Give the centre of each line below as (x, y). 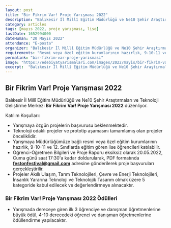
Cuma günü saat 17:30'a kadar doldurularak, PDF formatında (76, 158)
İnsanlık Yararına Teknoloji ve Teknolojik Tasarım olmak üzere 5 (79, 179)
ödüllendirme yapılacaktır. (40, 220)
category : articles (26, 24)
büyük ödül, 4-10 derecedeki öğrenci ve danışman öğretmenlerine (82, 215)
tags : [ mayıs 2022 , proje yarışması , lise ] (52, 29)
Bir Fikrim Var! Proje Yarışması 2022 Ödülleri (61, 198)
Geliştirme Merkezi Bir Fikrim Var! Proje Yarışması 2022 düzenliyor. (77, 105)
